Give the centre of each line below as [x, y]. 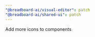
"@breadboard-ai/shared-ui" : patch [43, 15]
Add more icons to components [38, 29]
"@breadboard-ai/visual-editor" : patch [48, 10]
